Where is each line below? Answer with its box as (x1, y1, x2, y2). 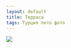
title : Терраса (6, 14, 44, 20)
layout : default (6, 8, 47, 15)
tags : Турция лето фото (6, 20, 66, 25)
